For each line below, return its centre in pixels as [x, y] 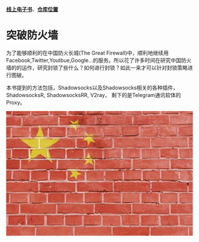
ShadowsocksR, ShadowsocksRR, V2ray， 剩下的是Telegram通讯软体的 [94, 95]
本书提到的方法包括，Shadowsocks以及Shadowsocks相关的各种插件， [92, 88]
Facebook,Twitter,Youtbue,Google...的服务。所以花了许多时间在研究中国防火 [99, 60]
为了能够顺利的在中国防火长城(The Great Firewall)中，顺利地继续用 [87, 53]
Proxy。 [16, 102]
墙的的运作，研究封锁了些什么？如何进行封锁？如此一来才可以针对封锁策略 [97, 67]
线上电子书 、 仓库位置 [32, 9]
